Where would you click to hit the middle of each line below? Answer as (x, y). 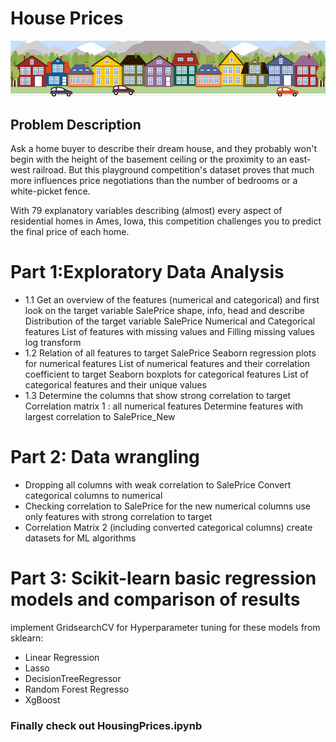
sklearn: (27, 638)
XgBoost (42, 699)
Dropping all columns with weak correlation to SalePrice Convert (158, 484)
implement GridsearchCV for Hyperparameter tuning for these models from (165, 627)
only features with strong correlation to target (118, 516)
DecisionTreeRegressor (73, 678)
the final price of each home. (70, 231)
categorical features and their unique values (115, 384)
